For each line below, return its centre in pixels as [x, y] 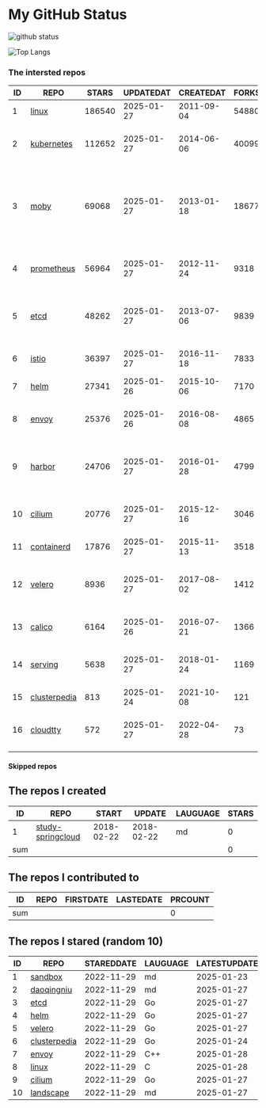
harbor [43, 466]
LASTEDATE [139, 900]
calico [42, 627]
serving [44, 664]
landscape [50, 1093]
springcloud [58, 836]
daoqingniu [51, 990]
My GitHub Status [68, 15]
